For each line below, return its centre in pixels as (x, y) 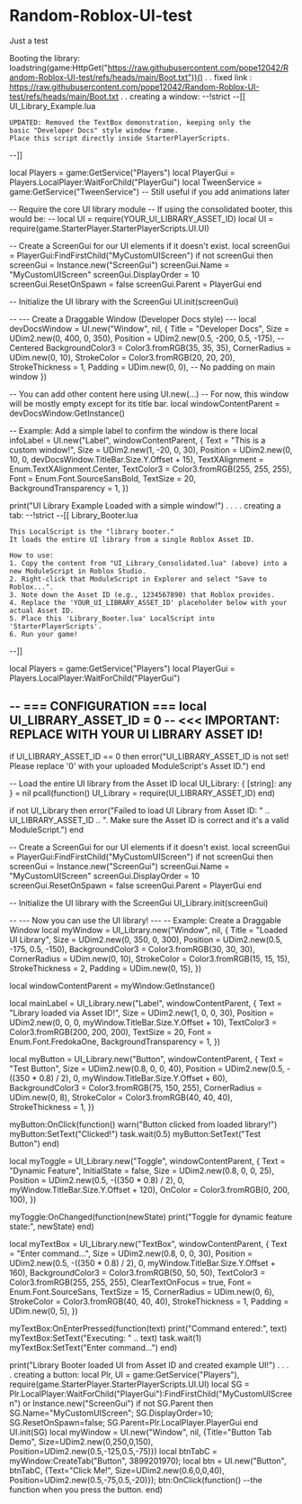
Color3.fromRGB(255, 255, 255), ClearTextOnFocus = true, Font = (131, 1282)
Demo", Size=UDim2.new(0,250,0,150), (81, 1441)
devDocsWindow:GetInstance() (67, 413)
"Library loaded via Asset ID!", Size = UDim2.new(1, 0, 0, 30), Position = (142, 1013)
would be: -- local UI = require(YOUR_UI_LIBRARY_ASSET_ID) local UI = (142, 218)
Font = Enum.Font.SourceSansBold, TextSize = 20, (102, 478)
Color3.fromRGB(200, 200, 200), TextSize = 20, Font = (111, 1032)
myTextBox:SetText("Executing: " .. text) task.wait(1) (106, 1338)
